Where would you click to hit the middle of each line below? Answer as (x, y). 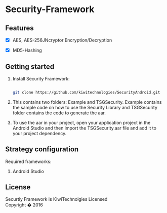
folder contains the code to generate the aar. (59, 113)
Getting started (30, 67)
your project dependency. (39, 133)
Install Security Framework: (41, 78)
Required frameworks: (28, 161)
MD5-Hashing (27, 50)
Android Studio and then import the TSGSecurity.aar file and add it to (85, 128)
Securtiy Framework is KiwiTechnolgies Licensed (56, 199)
